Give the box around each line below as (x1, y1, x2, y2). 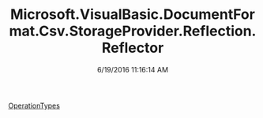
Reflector (101, 39, 164, 57)
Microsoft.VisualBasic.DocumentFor (10, 6, 255, 24)
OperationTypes (8, 101, 61, 110)
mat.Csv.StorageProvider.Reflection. (9, 22, 257, 40)
